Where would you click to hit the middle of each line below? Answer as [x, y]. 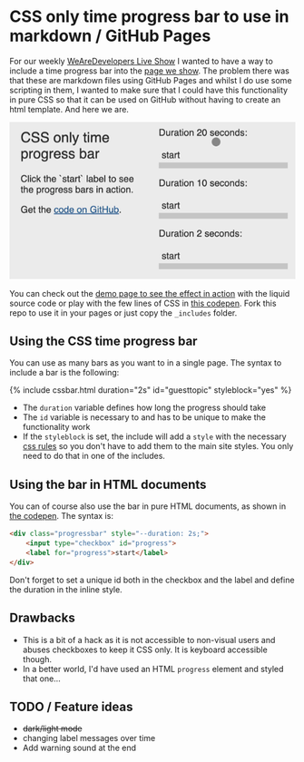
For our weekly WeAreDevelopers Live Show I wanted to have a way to [142, 61]
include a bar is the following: [64, 373]
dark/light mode [53, 728]
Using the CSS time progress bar [103, 342]
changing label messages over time [89, 738]
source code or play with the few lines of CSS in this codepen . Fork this [143, 303]
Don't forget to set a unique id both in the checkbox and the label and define [152, 580]
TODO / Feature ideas [71, 706]
